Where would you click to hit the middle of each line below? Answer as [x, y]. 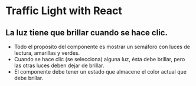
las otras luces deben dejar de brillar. [59, 65]
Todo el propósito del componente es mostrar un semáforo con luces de [102, 47]
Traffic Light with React [64, 11]
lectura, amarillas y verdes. [47, 53]
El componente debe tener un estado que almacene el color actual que [100, 72]
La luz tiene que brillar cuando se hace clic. [86, 33]
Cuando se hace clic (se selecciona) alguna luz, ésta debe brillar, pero [99, 59]
